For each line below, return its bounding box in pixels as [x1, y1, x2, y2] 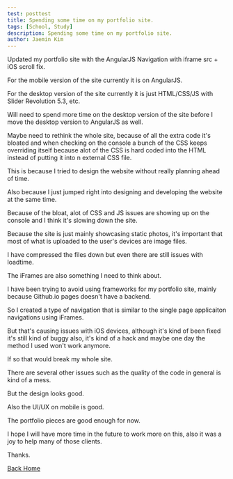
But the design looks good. [7, 389, 85, 398]
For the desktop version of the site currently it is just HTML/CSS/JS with [7, 90, 214, 98]
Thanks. [7, 450, 31, 460]
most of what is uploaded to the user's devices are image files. [7, 237, 188, 246]
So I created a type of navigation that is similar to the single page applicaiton [7, 306, 227, 314]
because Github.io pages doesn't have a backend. [7, 292, 152, 301]
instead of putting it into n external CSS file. [7, 154, 132, 162]
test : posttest [7, 10, 51, 17]
